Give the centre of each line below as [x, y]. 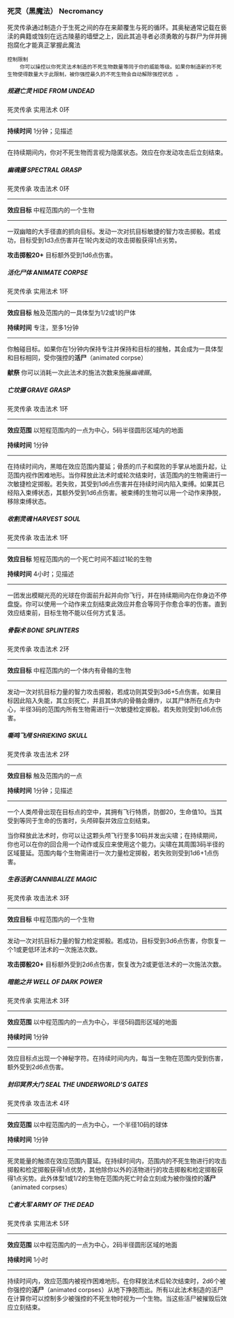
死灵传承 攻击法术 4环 [38, 1103]
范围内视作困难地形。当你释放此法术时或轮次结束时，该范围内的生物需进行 [114, 475]
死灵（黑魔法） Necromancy [55, 10]
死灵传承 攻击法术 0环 [38, 189]
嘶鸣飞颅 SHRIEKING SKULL [48, 735]
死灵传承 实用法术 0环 [38, 110]
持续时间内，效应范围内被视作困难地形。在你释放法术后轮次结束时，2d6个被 [117, 1281]
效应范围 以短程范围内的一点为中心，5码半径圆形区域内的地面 [95, 430]
